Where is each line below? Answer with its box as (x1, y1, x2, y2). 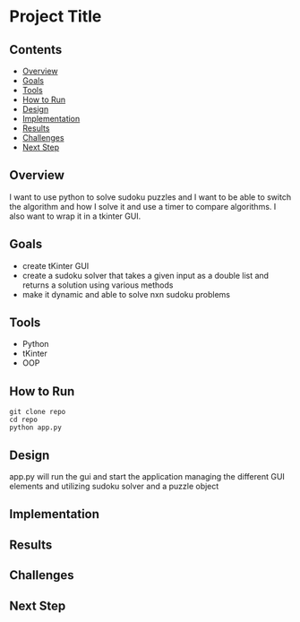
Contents (9, 42, 63, 57)
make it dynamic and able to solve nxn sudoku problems (21, 289, 231, 299)
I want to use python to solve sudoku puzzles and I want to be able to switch (9, 191, 292, 203)
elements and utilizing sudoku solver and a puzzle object (9, 481, 219, 492)
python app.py (9, 423, 63, 432)
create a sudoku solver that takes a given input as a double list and (21, 270, 270, 281)
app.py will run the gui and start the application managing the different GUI (9, 471, 285, 482)
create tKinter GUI (21, 260, 90, 271)
